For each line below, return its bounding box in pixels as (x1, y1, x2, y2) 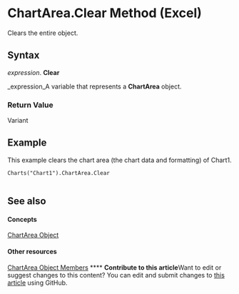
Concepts (7, 215, 37, 223)
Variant (7, 116, 29, 125)
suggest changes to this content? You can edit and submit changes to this (7, 270, 225, 279)
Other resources (7, 248, 57, 256)
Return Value (7, 100, 54, 110)
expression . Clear (7, 68, 60, 76)
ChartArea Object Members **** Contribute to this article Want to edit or (7, 263, 222, 272)
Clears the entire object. (7, 29, 78, 37)
